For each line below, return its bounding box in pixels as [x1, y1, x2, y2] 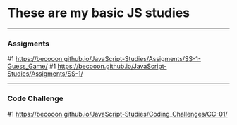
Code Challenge [7, 93, 63, 103]
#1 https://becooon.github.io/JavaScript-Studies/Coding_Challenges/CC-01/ [7, 110, 228, 118]
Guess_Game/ [7, 62, 48, 71]
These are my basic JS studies [7, 5, 190, 21]
